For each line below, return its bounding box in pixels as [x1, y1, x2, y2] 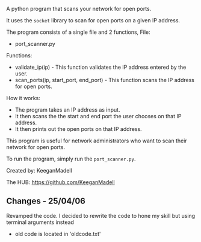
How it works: [6, 95, 41, 101]
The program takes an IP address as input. [14, 106, 120, 113]
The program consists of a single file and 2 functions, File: [6, 28, 150, 36]
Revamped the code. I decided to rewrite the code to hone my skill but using [6, 212, 196, 219]
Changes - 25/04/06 [6, 196, 85, 206]
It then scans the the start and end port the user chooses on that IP [14, 113, 182, 119]
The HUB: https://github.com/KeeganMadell [6, 179, 116, 186]
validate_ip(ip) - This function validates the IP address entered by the [14, 63, 187, 71]
